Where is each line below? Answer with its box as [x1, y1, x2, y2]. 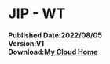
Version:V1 [8, 38, 45, 48]
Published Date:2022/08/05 [8, 30, 102, 40]
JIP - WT [8, 5, 66, 23]
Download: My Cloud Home [8, 47, 98, 56]
